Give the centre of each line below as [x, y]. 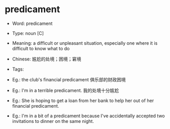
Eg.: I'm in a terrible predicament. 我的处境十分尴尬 [65, 90]
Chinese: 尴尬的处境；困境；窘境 [47, 59]
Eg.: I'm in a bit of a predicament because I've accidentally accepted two [88, 116]
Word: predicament [32, 23]
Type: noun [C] [28, 33]
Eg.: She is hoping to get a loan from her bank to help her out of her [83, 101]
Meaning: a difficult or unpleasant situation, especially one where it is [85, 43]
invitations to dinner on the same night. [53, 121]
